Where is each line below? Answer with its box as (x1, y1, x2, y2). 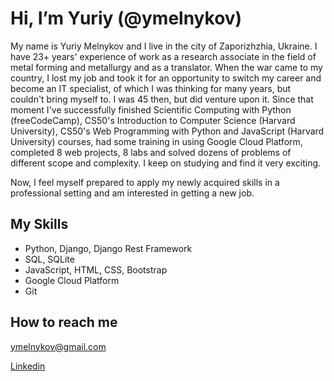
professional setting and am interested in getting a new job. (10, 187, 255, 199)
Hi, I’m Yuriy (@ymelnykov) (10, 7, 243, 30)
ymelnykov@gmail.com (10, 340, 107, 352)
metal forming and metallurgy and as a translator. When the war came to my (10, 61, 323, 73)
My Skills (10, 216, 69, 233)
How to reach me (10, 314, 118, 331)
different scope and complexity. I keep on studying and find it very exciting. (10, 157, 322, 169)
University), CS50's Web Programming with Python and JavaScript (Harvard (10, 125, 325, 137)
